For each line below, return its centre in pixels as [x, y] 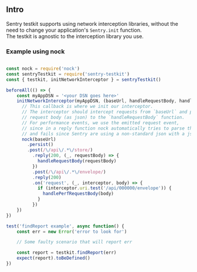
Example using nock [35, 51]
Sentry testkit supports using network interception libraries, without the [92, 23]
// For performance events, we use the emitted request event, [101, 123]
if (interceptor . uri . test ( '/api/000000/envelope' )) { [104, 188]
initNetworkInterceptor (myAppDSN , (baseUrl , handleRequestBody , [97, 101]
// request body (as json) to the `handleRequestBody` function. [103, 118]
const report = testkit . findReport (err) [67, 253]
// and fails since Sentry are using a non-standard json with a [103, 134]
